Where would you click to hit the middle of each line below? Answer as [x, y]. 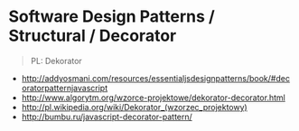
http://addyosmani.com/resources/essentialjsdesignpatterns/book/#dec [156, 78]
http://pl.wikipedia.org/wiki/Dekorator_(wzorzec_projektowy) [134, 107]
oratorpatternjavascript [65, 88]
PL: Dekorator [56, 61]
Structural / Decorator [93, 36]
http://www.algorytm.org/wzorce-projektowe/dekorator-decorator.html [153, 98]
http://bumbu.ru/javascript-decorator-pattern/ [107, 117]
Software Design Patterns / [112, 17]
